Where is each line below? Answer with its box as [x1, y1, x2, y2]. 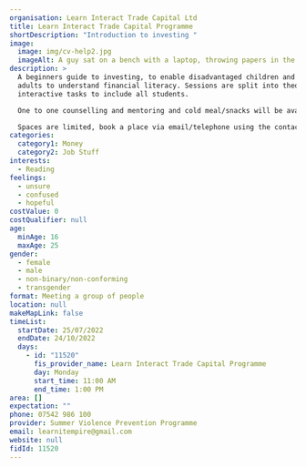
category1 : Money [17, 139, 84, 148]
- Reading [17, 165, 55, 174]
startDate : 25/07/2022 [17, 325, 104, 335]
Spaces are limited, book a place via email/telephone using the [17, 122, 271, 132]
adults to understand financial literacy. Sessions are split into [17, 81, 280, 90]
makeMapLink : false [9, 309, 84, 318]
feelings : [9, 173, 47, 182]
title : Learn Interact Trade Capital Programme [9, 22, 194, 31]
